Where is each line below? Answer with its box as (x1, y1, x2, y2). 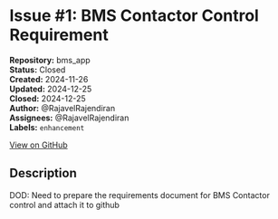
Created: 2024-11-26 (9, 73, 89, 84)
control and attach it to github (9, 199, 120, 210)
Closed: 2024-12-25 (9, 92, 86, 104)
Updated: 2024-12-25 (9, 83, 92, 94)
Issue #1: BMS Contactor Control (9, 5, 260, 26)
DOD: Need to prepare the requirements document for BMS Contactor (9, 189, 270, 200)
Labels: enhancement (9, 121, 85, 132)
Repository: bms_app (9, 54, 91, 65)
